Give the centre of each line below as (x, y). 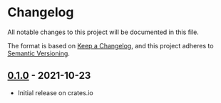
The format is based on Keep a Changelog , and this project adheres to (110, 45)
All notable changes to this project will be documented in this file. (103, 32)
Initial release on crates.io (56, 92)
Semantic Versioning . (38, 53)
